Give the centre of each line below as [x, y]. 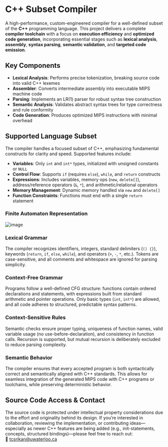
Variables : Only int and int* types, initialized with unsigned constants [86, 163]
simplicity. [16, 265]
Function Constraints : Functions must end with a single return [77, 195]
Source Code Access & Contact [55, 400]
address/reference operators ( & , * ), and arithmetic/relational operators [85, 185]
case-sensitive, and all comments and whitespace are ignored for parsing [81, 259]
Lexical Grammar [26, 238]
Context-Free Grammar [34, 278]
